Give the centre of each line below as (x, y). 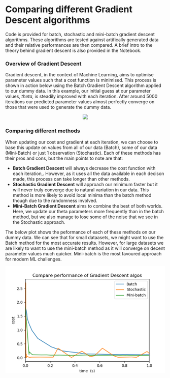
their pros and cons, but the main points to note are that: (64, 158)
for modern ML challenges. (33, 259)
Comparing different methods (43, 131)
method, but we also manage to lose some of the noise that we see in (85, 217)
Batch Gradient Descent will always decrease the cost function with (84, 168)
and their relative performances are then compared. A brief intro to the (79, 45)
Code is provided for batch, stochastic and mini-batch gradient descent (80, 34)
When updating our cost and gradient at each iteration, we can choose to (82, 142)
